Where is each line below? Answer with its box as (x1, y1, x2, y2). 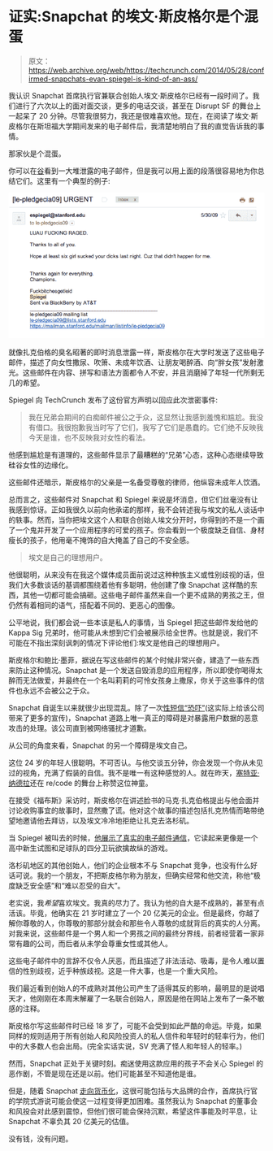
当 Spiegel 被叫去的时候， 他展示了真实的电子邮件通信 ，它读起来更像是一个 (8, 832, 258, 842)
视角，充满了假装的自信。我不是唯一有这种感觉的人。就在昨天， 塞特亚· (22, 767, 260, 777)
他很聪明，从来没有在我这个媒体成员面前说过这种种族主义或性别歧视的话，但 (8, 570, 265, 580)
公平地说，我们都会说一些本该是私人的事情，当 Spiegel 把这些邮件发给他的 (8, 617, 258, 627)
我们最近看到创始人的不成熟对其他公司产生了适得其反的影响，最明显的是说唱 (8, 983, 265, 992)
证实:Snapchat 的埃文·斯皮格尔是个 (8, 7, 245, 26)
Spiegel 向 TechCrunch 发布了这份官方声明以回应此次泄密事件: (8, 395, 218, 405)
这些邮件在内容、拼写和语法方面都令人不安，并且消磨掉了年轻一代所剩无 (22, 367, 265, 377)
